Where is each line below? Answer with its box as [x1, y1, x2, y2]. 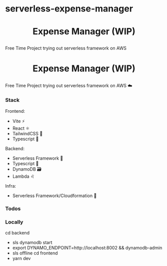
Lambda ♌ [12, 173, 35, 179]
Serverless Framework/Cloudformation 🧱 [12, 193, 97, 199]
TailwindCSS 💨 [12, 130, 43, 136]
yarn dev [12, 256, 31, 262]
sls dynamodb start [12, 240, 52, 246]
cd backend [5, 230, 30, 236]
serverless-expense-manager [5, 3, 133, 14]
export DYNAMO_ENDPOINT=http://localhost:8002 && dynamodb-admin [12, 245, 162, 251]
